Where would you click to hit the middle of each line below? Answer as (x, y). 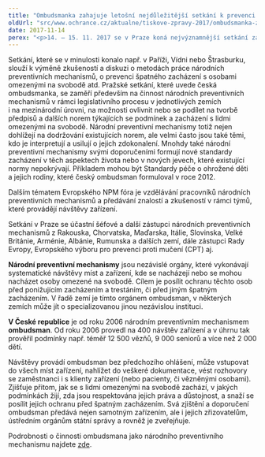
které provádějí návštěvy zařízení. (63, 209)
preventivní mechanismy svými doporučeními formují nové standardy (120, 152)
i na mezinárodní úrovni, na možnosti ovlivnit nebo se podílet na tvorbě (123, 110)
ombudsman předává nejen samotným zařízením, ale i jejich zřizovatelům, (128, 412)
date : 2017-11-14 (37, 30)
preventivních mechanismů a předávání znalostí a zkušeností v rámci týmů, (130, 201)
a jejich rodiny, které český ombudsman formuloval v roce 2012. (112, 177)
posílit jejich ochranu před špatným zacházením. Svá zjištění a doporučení (129, 404)
